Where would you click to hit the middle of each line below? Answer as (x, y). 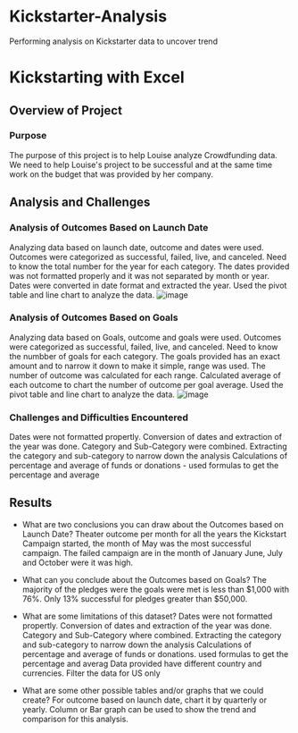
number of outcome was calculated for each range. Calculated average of (145, 375)
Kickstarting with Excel (97, 77)
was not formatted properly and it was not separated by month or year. (140, 275)
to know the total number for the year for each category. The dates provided (149, 266)
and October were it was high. (78, 562)
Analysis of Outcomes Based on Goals (94, 317)
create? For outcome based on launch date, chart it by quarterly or (145, 700)
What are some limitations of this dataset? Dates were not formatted (147, 616)
